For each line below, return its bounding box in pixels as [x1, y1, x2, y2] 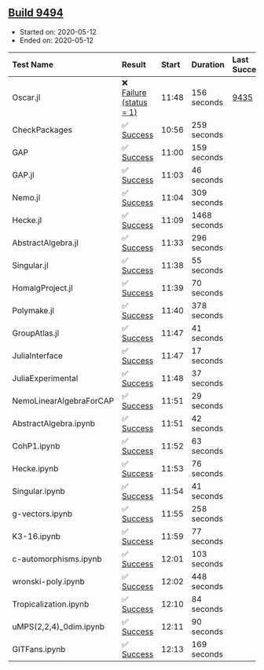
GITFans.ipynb [12, 643, 66, 654]
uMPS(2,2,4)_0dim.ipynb [12, 621, 104, 632]
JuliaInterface [12, 350, 63, 361]
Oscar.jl [12, 92, 41, 103]
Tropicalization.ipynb [12, 599, 90, 610]
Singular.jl [12, 259, 49, 270]
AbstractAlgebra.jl [12, 237, 79, 248]
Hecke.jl [12, 214, 42, 225]
